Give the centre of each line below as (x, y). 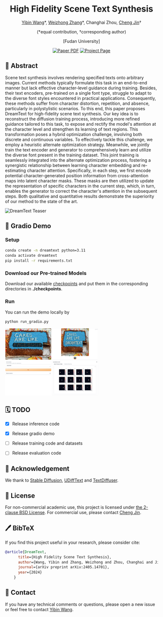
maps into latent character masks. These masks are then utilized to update (80, 181)
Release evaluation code (37, 453)
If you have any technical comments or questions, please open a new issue (80, 604)
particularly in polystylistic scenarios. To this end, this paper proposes (75, 108)
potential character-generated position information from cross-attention (77, 175)
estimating (16, 170)
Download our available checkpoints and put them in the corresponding (77, 284)
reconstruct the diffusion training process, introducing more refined (73, 119)
